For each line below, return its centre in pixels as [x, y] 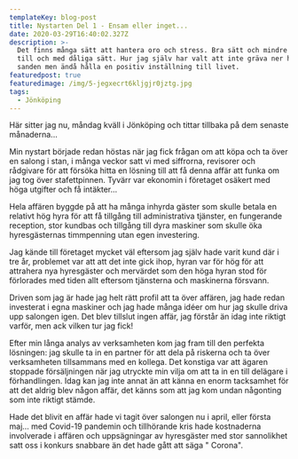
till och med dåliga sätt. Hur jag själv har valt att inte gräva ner [150, 59]
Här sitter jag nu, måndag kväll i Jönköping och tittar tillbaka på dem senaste [149, 125]
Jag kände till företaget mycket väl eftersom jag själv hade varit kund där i [144, 252]
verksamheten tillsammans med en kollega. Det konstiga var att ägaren [139, 362]
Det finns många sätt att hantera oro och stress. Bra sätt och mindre [153, 51]
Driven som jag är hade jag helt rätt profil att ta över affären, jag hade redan [147, 297]
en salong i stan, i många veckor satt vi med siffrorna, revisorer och [132, 162]
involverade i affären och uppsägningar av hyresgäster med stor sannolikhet [149, 436]
